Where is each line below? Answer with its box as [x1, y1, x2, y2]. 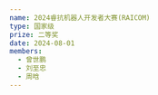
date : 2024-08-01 [9, 38, 75, 48]
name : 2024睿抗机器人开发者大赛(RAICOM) [9, 13, 151, 23]
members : [9, 47, 43, 56]
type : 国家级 [9, 22, 54, 31]
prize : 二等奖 [9, 30, 59, 39]
